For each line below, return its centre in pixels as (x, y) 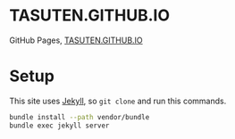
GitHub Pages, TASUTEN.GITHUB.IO (76, 40)
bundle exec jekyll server (59, 126)
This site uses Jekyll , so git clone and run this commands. (118, 101)
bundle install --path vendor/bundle (80, 117)
